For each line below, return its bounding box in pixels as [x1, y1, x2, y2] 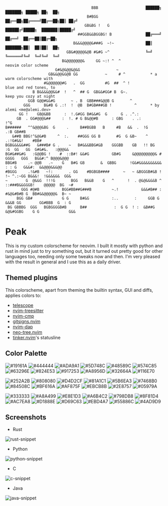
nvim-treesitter [12, 307, 44, 314]
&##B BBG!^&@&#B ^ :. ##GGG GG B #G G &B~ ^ [12, 134, 148, 139]
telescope [12, 302, 34, 308]
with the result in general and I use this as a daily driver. [5, 259, 121, 265]
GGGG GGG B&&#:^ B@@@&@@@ [5, 156, 69, 161]
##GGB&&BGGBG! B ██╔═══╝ [77, 32, 162, 37]
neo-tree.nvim [12, 329, 43, 335]
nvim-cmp [12, 313, 34, 319]
